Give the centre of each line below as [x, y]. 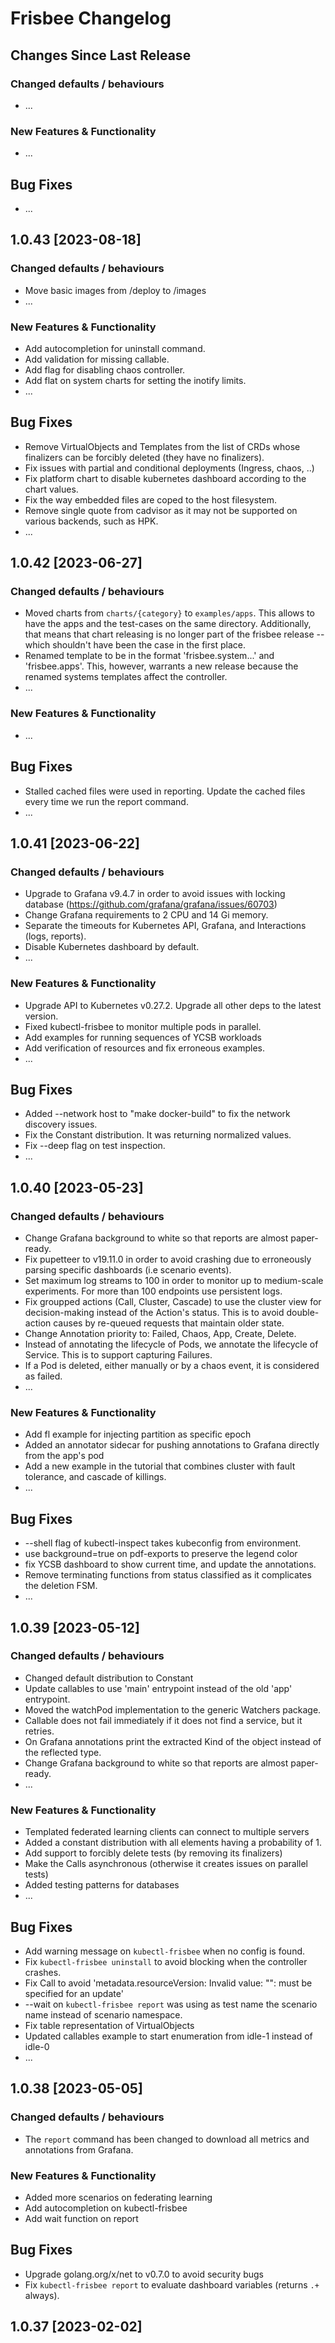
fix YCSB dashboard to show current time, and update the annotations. [170, 1564]
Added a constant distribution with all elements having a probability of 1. [173, 1843]
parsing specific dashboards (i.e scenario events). [128, 1270]
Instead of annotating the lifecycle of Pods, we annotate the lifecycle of [171, 1344]
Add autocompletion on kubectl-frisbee [106, 2208]
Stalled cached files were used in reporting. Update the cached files [165, 791]
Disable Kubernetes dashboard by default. [112, 947]
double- [303, 1313]
